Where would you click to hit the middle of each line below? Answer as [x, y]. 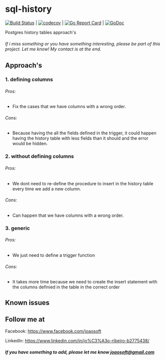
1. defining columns [29, 80]
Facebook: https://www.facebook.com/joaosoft [53, 331]
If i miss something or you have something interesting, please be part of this [83, 43]
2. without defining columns [40, 157]
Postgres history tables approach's [41, 32]
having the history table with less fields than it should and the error [80, 138]
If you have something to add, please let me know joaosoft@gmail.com [80, 352]
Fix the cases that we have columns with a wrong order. [69, 107]
